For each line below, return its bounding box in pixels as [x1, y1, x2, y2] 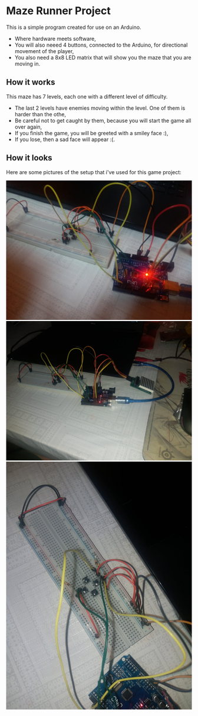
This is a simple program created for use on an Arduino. [6, 24, 141, 31]
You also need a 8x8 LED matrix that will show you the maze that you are [14, 54, 192, 61]
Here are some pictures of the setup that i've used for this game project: [6, 168, 181, 175]
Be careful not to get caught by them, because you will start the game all [14, 117, 192, 124]
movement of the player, [14, 47, 74, 54]
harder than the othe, [14, 110, 67, 117]
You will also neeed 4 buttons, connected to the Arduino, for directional [14, 41, 188, 48]
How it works [6, 77, 55, 87]
